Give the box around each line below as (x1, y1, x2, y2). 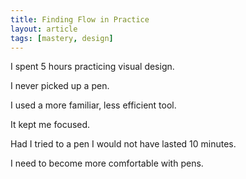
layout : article (10, 24, 78, 34)
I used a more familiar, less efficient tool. (10, 99, 177, 111)
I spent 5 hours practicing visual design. (10, 61, 175, 73)
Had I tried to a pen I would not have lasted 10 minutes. (10, 138, 237, 150)
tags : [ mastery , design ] (10, 33, 114, 43)
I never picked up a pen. (10, 80, 110, 92)
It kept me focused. (10, 119, 91, 131)
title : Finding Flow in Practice (10, 14, 150, 25)
